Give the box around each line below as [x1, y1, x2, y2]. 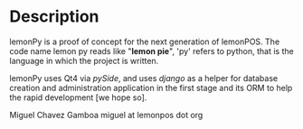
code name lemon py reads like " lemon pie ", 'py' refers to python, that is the [9, 45, 294, 56]
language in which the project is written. [9, 55, 159, 66]
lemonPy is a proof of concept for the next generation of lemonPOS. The [9, 36, 280, 47]
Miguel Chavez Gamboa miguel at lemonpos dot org [9, 109, 204, 120]
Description [9, 6, 99, 27]
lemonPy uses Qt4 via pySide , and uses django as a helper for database [9, 72, 279, 83]
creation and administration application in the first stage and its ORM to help [9, 82, 293, 93]
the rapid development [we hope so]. [9, 92, 147, 103]
